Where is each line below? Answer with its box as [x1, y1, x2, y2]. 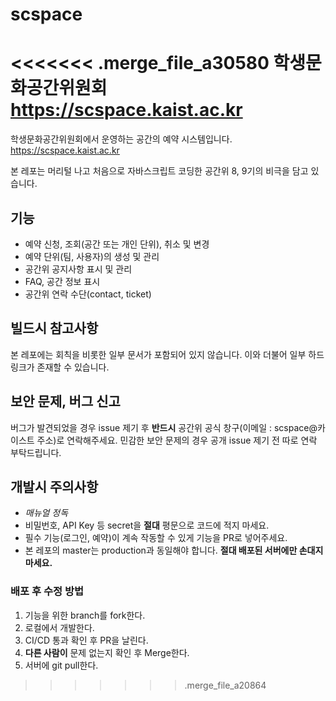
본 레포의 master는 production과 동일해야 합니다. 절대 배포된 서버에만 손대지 [24, 544, 324, 557]
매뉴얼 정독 [24, 507, 69, 519]
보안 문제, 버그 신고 [10, 393, 121, 410]
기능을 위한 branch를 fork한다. [24, 609, 146, 621]
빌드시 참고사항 [10, 320, 99, 337]
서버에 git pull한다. [24, 659, 99, 671]
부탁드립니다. [10, 446, 62, 458]
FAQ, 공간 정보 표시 [24, 275, 101, 287]
